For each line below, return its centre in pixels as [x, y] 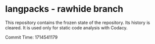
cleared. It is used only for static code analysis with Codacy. [66, 27]
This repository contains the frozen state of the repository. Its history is [77, 22]
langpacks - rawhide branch [64, 9]
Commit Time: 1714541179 [31, 37]
